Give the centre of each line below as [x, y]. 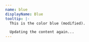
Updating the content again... [42, 32]
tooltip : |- [17, 19]
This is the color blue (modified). [47, 23]
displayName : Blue [24, 14]
